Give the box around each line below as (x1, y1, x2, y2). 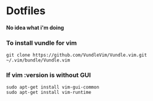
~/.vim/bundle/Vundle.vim (6, 57, 70, 63)
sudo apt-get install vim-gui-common (6, 84, 100, 90)
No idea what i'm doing (6, 24, 64, 31)
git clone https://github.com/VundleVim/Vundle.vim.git (6, 52, 147, 58)
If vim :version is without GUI (6, 71, 91, 79)
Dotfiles (6, 4, 46, 18)
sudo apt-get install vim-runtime (6, 90, 92, 96)
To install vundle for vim (6, 38, 77, 47)
